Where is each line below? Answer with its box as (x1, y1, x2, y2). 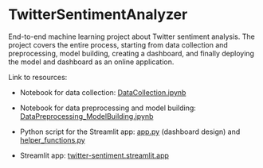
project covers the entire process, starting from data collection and (8, 40, 229, 49)
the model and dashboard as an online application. (8, 57, 175, 67)
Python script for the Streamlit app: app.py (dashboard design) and (19, 127, 241, 136)
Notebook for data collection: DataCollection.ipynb (19, 87, 186, 97)
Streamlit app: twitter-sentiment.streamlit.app (19, 151, 170, 160)
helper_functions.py (19, 135, 85, 144)
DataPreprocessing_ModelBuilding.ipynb (19, 111, 154, 120)
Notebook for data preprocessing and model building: (19, 103, 197, 113)
